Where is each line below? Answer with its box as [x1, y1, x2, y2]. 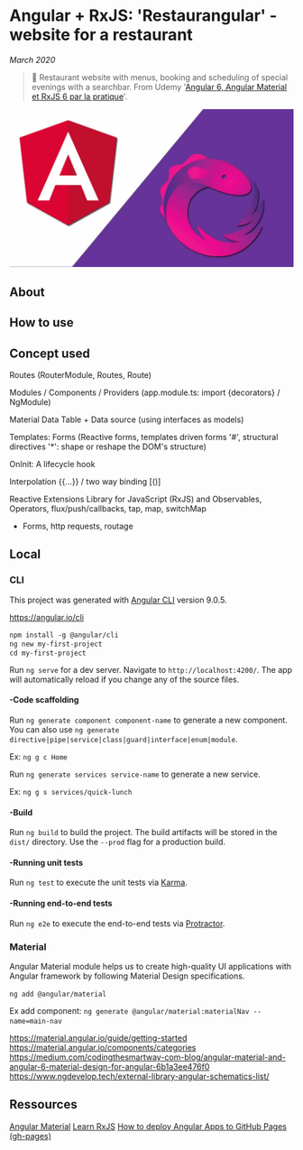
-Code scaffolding [9, 695, 79, 705]
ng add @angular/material [9, 989, 106, 998]
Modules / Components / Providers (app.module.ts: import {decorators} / [9, 387, 280, 398]
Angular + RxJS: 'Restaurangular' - [9, 5, 278, 26]
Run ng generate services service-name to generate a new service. [9, 768, 262, 779]
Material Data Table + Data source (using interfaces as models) [9, 414, 244, 425]
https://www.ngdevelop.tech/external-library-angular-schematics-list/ [9, 1071, 270, 1081]
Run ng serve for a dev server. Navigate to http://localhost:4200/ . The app [9, 664, 293, 675]
